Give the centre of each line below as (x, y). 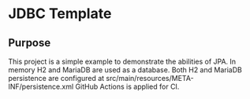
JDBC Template (60, 14)
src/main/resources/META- (150, 78)
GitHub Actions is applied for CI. (127, 86)
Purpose (30, 43)
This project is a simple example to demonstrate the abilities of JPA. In (122, 61)
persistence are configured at (56, 78)
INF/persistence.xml (41, 86)
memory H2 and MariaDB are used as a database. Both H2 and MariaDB (125, 70)
